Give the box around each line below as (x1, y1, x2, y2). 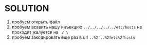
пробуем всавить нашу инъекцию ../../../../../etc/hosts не (11, 24, 142, 30)
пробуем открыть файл (11, 19, 60, 25)
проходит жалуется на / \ (11, 29, 69, 35)
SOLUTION (4, 3, 49, 14)
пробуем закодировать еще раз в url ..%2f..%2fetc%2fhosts (11, 34, 135, 40)
